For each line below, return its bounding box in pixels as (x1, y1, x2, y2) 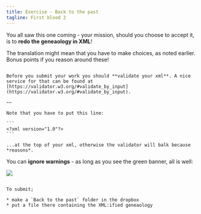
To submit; (6, 186, 34, 192)
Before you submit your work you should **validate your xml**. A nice (6, 73, 191, 79)
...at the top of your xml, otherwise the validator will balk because (6, 142, 191, 148)
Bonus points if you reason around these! (6, 56, 109, 63)
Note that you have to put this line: (6, 110, 104, 116)
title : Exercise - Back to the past (6, 8, 99, 15)
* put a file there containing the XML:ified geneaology (6, 202, 153, 208)
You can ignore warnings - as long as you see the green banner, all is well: (6, 158, 194, 165)
